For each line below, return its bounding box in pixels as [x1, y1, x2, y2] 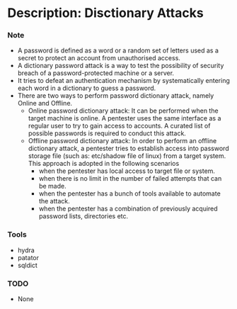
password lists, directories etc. [38, 212, 129, 220]
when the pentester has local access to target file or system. [38, 167, 216, 175]
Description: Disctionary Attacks [7, 5, 204, 21]
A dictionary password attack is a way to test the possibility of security [17, 62, 224, 70]
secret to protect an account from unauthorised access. [17, 54, 180, 62]
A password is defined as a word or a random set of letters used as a [17, 46, 219, 55]
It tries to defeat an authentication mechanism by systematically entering [17, 77, 230, 85]
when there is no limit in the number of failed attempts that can [38, 174, 222, 183]
